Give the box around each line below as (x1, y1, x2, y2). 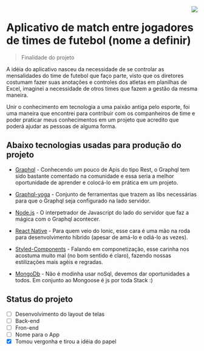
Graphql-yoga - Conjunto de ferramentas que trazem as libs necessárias (15, 190, 197, 198)
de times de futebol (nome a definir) (6, 33, 191, 47)
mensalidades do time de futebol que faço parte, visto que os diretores (6, 72, 184, 79)
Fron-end (15, 324, 39, 331)
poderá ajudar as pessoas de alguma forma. (6, 122, 117, 130)
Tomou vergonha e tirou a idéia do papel (15, 338, 117, 345)
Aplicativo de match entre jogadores (6, 21, 194, 35)
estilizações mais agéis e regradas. (15, 258, 103, 265)
